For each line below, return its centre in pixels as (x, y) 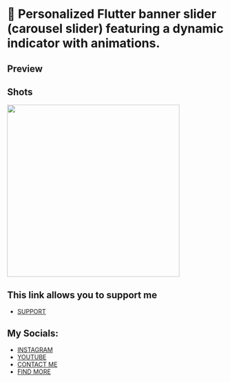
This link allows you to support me (82, 295)
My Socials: (33, 333)
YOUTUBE (32, 357)
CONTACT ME (37, 365)
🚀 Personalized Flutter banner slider (112, 14)
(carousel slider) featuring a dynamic (115, 29)
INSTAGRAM (35, 350)
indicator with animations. (84, 43)
